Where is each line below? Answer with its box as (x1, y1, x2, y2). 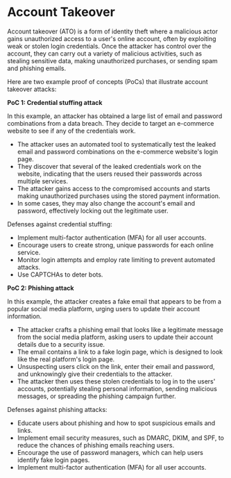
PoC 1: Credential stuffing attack (7, 98, 103, 106)
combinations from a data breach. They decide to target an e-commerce (7, 119, 214, 127)
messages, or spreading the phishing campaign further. (17, 392, 176, 400)
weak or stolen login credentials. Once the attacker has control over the (7, 42, 212, 50)
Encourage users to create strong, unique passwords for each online (17, 240, 214, 249)
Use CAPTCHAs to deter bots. (17, 270, 103, 279)
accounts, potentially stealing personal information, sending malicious (17, 384, 217, 393)
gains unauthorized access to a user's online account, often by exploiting (7, 34, 216, 42)
